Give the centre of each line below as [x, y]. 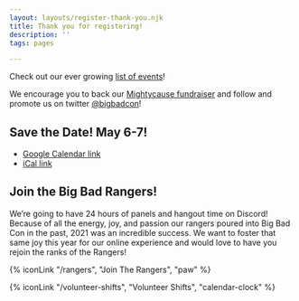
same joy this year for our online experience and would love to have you [143, 242]
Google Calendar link [61, 154]
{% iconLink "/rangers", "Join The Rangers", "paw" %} [110, 269]
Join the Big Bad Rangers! [84, 192]
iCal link [37, 164]
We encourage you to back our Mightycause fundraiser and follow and [141, 94]
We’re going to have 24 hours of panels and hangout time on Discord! [139, 213]
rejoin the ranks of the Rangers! [68, 252]
